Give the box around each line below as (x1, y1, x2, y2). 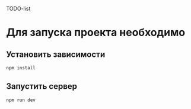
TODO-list (6, 5, 31, 12)
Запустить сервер (6, 81, 78, 91)
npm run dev (6, 97, 36, 103)
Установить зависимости (6, 49, 106, 59)
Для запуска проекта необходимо (6, 26, 186, 39)
